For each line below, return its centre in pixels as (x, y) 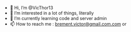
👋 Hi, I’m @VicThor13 (31, 8)
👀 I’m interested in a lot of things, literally (52, 13)
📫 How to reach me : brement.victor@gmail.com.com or (68, 24)
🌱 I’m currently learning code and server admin (58, 18)
